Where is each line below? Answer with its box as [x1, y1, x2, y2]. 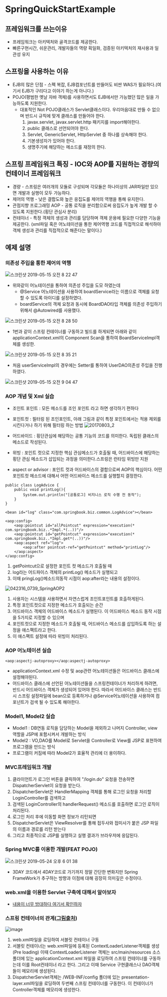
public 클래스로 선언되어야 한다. [27, 125, 90, 131]
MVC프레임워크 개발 [5, 764, 52, 771]
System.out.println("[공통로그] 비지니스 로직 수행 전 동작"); [23, 492, 142, 498]
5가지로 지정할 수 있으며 [17, 614, 65, 620]
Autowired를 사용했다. [37, 307, 81, 313]
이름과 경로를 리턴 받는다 [17, 826, 66, 832]
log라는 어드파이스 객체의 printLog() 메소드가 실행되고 [12, 569, 118, 575]
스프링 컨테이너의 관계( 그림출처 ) [5, 915, 77, 922]
